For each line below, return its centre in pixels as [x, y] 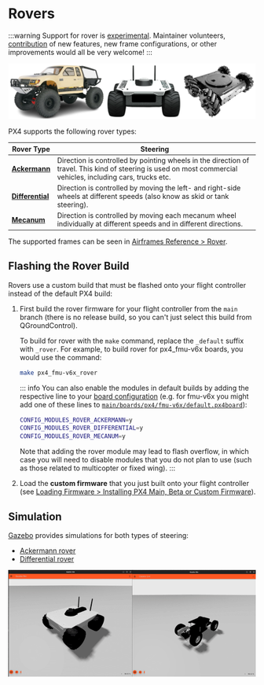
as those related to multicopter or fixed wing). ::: [97, 468]
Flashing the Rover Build [69, 266]
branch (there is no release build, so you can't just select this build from [136, 317]
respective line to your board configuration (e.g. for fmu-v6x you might [134, 396]
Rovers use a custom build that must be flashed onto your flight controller [127, 285]
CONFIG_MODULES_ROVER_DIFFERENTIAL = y [81, 428]
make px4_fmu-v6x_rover [59, 373]
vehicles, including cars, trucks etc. [114, 177]
